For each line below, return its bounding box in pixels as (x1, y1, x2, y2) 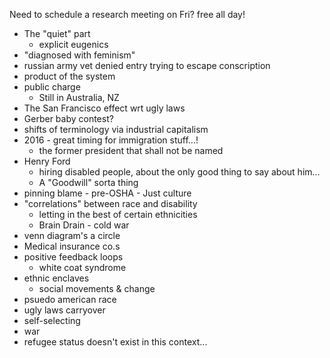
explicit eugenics (38, 39, 109, 50)
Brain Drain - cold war (38, 219, 130, 231)
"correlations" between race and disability (23, 198, 198, 209)
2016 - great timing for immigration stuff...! (23, 134, 199, 146)
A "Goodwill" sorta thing (38, 177, 139, 188)
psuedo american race (23, 294, 117, 305)
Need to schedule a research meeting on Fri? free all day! (9, 9, 246, 20)
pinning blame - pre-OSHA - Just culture (23, 187, 192, 199)
